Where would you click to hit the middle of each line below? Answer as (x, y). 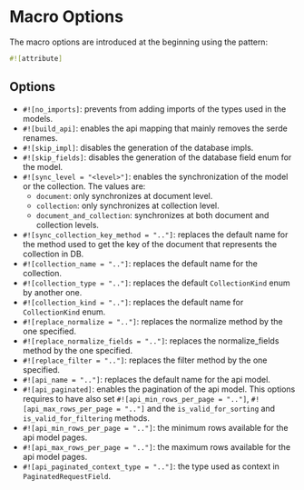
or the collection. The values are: (84, 186)
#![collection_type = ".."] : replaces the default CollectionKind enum (156, 283)
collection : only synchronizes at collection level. (127, 205)
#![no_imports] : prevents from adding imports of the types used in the (154, 109)
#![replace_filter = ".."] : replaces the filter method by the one (145, 360)
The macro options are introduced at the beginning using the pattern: (139, 42)
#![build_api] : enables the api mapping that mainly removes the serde (155, 128)
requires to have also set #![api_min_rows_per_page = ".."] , (136, 398)
